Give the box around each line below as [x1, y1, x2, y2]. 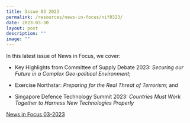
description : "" [6, 31, 46, 37]
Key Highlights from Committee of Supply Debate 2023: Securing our [14, 64, 184, 71]
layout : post [6, 25, 38, 31]
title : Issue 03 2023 [6, 8, 60, 15]
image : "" [6, 36, 31, 42]
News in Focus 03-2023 [6, 111, 65, 118]
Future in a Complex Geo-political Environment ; [14, 70, 131, 77]
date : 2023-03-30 [6, 20, 49, 25]
